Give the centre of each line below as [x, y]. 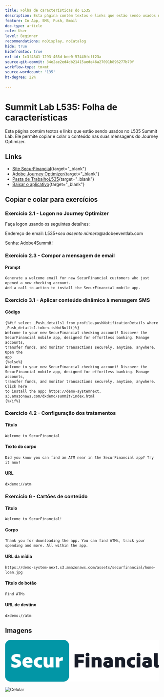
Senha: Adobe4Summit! [29, 243]
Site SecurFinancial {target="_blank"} [49, 169]
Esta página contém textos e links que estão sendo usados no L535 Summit [81, 131]
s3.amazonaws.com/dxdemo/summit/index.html [50, 396]
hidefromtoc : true [24, 51]
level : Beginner [21, 36]
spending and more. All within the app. [47, 546]
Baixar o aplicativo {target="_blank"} [48, 184]
